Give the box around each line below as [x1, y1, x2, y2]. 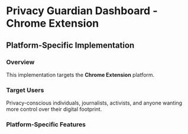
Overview [6, 58, 35, 66]
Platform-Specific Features [6, 120, 86, 129]
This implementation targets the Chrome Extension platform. [6, 71, 155, 78]
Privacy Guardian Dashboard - [6, 4, 158, 18]
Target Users [6, 86, 44, 94]
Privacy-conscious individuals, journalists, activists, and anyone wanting [6, 99, 182, 107]
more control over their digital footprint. [6, 106, 102, 113]
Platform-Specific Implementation [6, 40, 135, 50]
